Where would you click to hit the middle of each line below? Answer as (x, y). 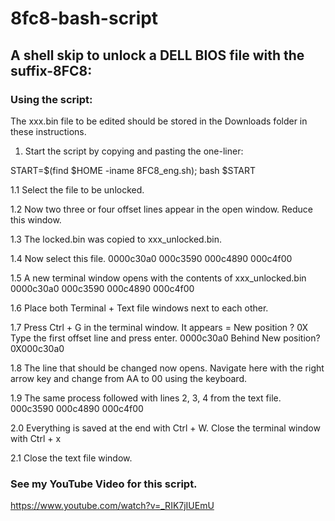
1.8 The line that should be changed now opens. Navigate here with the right (167, 368)
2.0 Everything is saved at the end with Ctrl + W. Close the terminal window (165, 428)
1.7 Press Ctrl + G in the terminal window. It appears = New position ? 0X (159, 327)
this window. (36, 219)
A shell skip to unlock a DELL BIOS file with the (157, 55)
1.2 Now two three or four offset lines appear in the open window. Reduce (162, 209)
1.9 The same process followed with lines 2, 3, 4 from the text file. (146, 398)
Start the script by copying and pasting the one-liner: (134, 151)
